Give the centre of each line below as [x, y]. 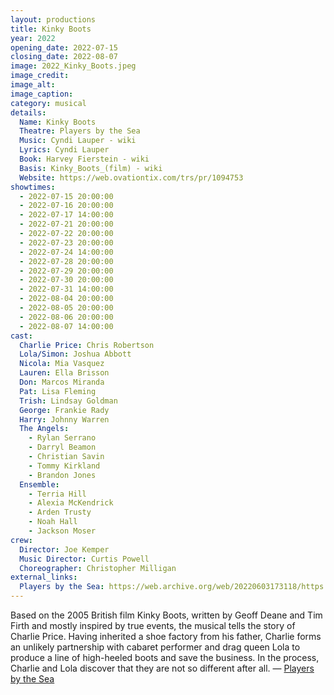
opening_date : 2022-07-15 [64, 47]
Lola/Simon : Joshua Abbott [75, 354]
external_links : [44, 577]
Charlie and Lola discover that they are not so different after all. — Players [162, 668]
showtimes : [33, 187]
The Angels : [44, 429]
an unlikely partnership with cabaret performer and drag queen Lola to [155, 647]
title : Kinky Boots [51, 29]
